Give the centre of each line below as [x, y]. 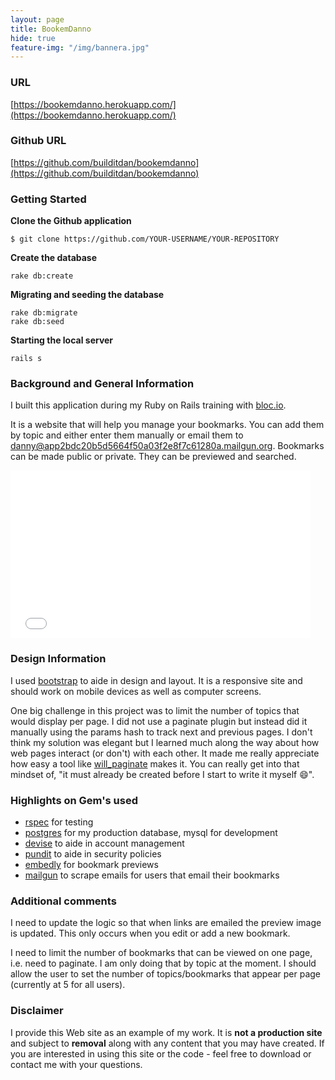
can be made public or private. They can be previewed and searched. [153, 457]
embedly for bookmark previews [91, 865]
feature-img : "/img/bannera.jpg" [80, 47]
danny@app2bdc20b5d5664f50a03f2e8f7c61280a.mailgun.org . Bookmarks [167, 446]
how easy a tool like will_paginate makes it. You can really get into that [155, 763]
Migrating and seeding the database [87, 295]
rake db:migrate [44, 313]
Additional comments [63, 901]
